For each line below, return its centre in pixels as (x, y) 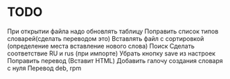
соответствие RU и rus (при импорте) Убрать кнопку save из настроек (112, 53)
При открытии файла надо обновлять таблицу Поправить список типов (113, 31)
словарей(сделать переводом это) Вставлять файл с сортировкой (106, 38)
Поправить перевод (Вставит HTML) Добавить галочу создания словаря (115, 60)
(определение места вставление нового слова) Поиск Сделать (101, 46)
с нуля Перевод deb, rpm (44, 68)
